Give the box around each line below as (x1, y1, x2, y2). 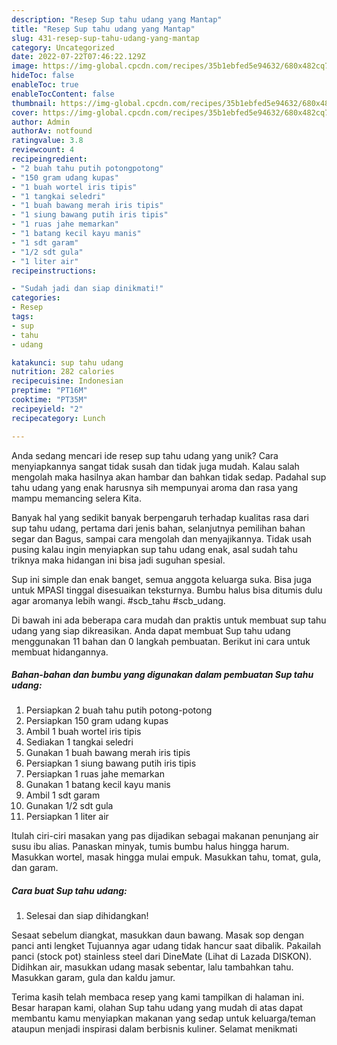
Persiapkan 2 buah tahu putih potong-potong (25, 704, 213, 716)
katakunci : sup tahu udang (11, 357, 124, 368)
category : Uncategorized (11, 42, 115, 53)
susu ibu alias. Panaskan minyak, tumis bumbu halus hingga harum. (11, 841, 290, 853)
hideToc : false (11, 71, 75, 81)
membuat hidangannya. (11, 646, 109, 658)
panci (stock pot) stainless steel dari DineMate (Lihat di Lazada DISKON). (11, 951, 313, 963)
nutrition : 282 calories (11, 367, 115, 377)
